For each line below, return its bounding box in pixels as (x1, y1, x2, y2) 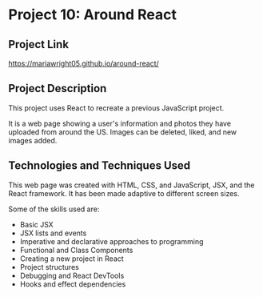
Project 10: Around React (8, 6, 177, 24)
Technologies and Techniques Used (8, 159, 191, 173)
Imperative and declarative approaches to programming (19, 236, 204, 246)
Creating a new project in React (19, 254, 124, 263)
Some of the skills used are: (8, 204, 100, 214)
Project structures (19, 262, 80, 271)
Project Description (8, 82, 107, 95)
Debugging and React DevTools (19, 271, 125, 280)
